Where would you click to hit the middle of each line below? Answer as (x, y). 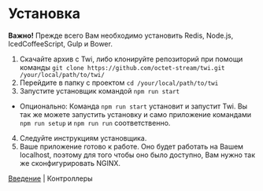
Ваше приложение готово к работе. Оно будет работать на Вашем (131, 146)
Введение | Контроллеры (50, 178)
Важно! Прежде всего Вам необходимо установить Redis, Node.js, (121, 35)
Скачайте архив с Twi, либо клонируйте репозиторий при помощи (131, 59)
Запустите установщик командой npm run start (99, 90)
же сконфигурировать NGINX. (70, 163)
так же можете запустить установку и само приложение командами (135, 114)
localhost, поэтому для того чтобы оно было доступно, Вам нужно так (137, 155)
